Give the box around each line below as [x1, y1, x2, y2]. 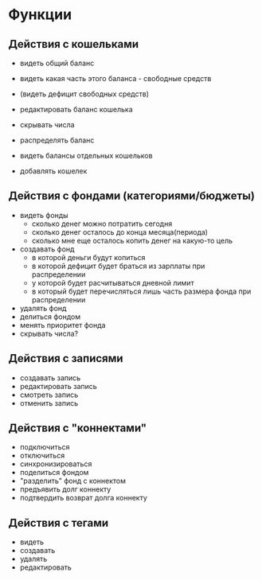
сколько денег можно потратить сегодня [31, 219, 173, 228]
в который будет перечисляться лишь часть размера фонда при [31, 286, 252, 296]
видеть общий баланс [19, 58, 95, 68]
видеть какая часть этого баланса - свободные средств [19, 74, 212, 83]
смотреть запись [19, 390, 79, 399]
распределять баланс [19, 135, 95, 145]
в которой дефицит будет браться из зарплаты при [31, 261, 205, 271]
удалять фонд [19, 303, 67, 313]
